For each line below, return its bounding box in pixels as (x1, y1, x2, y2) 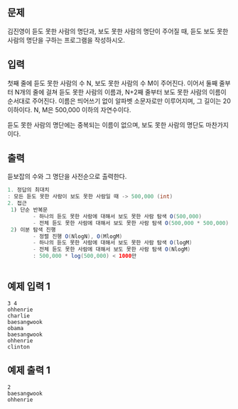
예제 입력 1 (7, 280, 51, 293)
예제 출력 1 (7, 364, 51, 376)
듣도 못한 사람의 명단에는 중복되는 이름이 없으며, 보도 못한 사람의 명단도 (7, 120, 205, 129)
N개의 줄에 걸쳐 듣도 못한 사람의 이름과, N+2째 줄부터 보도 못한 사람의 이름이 (14, 87, 227, 96)
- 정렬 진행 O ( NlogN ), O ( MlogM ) (33, 233, 123, 240)
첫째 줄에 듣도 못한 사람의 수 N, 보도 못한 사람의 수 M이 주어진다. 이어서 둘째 (7, 79, 218, 87)
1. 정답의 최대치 (7, 187, 50, 194)
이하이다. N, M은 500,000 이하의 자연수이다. (7, 105, 131, 114)
